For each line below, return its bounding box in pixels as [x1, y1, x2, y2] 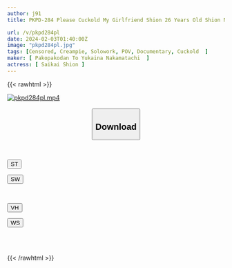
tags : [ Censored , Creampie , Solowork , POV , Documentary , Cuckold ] [7, 48, 209, 55]
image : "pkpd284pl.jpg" [7, 42, 76, 49]
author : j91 [7, 10, 41, 17]
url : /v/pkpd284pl [7, 29, 60, 36]
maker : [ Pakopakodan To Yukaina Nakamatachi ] [7, 55, 150, 62]
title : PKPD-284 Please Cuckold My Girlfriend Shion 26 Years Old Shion [7, 17, 221, 23]
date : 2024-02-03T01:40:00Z [7, 35, 88, 42]
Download [95, 122, 137, 132]
